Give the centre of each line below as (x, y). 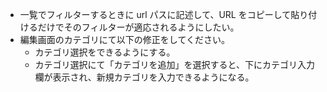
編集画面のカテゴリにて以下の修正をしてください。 (124, 39)
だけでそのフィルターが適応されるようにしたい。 (138, 27)
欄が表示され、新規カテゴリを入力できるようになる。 (144, 77)
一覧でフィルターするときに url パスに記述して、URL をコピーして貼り (164, 14)
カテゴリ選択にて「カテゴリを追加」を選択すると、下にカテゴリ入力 (175, 64)
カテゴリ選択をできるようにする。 (105, 52)
